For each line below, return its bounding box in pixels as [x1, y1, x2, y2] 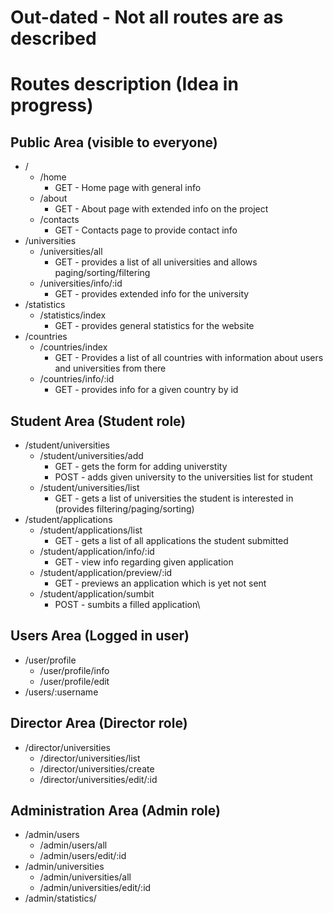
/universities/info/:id [39, 277, 123, 290]
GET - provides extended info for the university [54, 288, 250, 300]
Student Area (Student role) [10, 412, 187, 430]
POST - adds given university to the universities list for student [54, 471, 313, 483]
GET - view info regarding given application [54, 556, 234, 568]
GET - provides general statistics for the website [54, 320, 255, 332]
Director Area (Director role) [10, 715, 188, 732]
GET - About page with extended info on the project [54, 203, 269, 215]
